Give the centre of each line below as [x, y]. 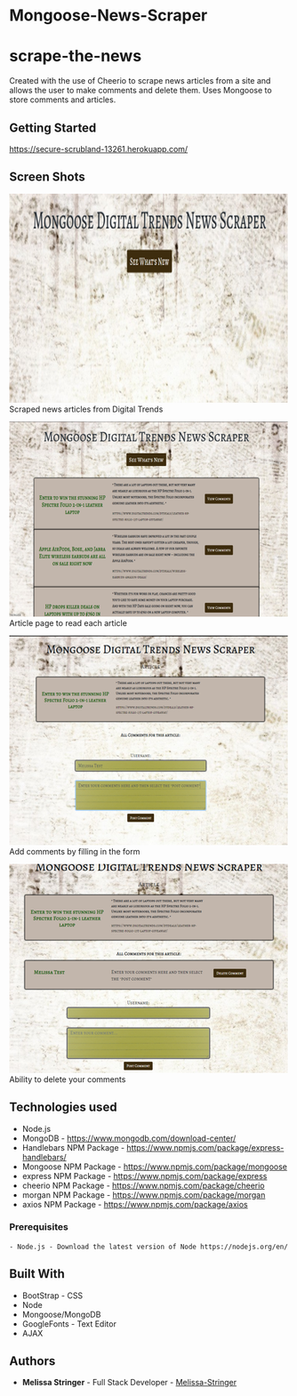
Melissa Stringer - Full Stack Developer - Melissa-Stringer [129, 1383]
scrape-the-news [76, 56]
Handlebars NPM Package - [73, 1147]
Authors [32, 1361]
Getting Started [53, 128]
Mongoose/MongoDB [61, 1314]
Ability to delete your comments [68, 1079]
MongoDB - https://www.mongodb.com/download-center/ [129, 1138]
